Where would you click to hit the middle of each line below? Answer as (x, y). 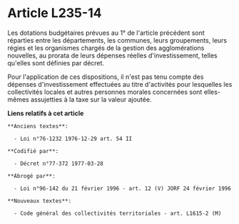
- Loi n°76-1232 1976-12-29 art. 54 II (73, 139)
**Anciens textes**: (38, 126)
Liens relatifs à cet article (46, 113)
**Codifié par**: (33, 151)
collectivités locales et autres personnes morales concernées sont (105, 92)
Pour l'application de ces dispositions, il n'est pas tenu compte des (106, 77)
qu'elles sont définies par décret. (56, 63)
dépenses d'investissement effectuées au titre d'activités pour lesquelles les (120, 84)
